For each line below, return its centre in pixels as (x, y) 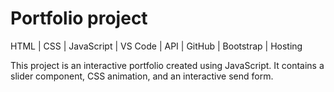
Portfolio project (79, 18)
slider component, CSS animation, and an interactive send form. (142, 76)
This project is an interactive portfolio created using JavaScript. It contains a (167, 65)
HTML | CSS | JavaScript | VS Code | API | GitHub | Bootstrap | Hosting (156, 46)
